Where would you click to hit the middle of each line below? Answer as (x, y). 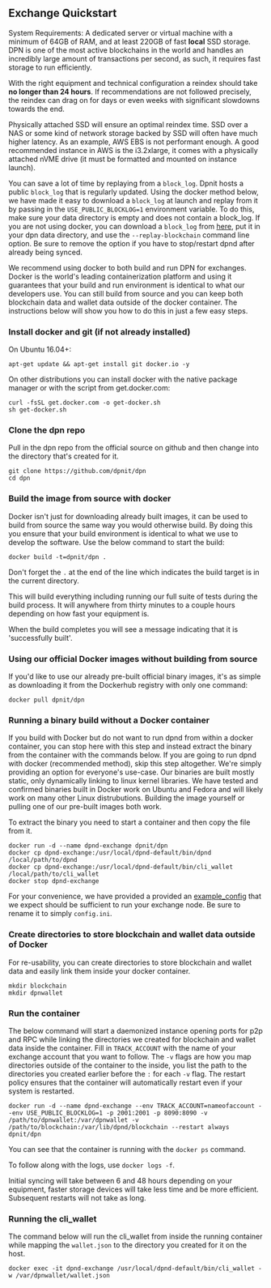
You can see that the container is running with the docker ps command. (127, 1149)
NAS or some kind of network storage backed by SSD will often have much (133, 133)
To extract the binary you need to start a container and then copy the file (129, 822)
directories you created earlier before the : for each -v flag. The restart (127, 1073)
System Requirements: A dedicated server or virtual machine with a (121, 32)
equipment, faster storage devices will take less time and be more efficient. (133, 1189)
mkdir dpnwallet (36, 993)
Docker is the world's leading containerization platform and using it (120, 276)
